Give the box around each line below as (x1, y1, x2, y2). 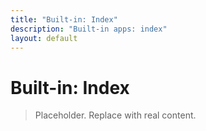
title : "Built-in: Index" (10, 14, 118, 25)
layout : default (10, 33, 78, 43)
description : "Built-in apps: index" (10, 24, 168, 34)
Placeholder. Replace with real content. (34, 109, 197, 121)
